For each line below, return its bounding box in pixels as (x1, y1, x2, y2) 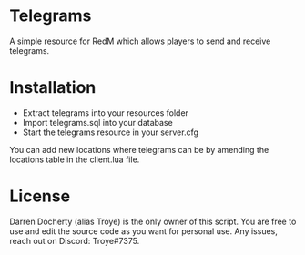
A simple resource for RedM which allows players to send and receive (9, 36, 271, 46)
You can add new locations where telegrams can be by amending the (9, 144, 269, 155)
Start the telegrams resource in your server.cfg (22, 127, 198, 138)
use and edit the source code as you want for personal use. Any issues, (9, 225, 278, 237)
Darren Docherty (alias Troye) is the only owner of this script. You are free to (9, 216, 297, 227)
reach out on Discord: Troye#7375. (9, 235, 140, 246)
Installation (9, 77, 97, 98)
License (9, 186, 71, 207)
